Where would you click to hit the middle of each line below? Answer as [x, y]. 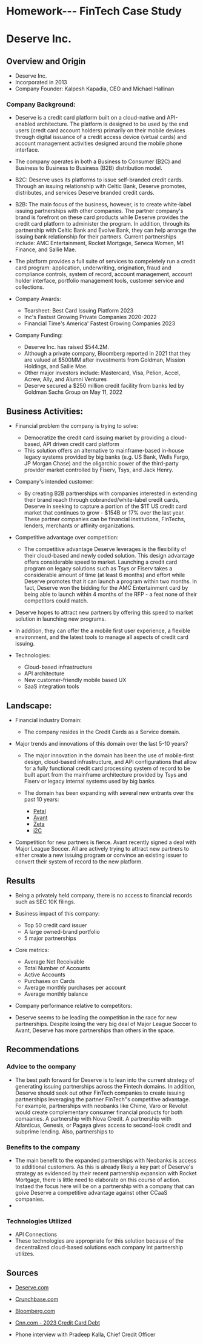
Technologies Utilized [39, 1221]
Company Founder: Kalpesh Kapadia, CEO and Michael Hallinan [95, 89]
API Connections [36, 1234]
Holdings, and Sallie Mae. [56, 366]
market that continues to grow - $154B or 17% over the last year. [104, 513]
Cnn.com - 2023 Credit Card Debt [58, 1323]
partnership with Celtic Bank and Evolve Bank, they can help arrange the [105, 230]
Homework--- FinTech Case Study [94, 11]
